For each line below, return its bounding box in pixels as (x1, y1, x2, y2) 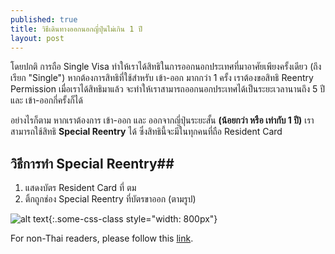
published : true (10, 14, 78, 25)
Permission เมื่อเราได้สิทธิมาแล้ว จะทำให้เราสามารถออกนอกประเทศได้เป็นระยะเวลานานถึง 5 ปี (10, 83, 326, 95)
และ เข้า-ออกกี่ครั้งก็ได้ (10, 94, 83, 106)
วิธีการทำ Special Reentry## (10, 155, 175, 172)
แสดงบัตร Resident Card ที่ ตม (24, 182, 137, 194)
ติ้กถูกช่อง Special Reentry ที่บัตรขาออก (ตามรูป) (24, 193, 197, 205)
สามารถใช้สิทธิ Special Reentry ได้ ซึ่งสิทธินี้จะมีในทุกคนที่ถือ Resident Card (10, 126, 283, 138)
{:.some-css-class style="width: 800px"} (48, 213, 218, 225)
